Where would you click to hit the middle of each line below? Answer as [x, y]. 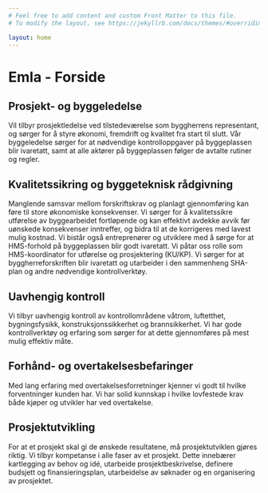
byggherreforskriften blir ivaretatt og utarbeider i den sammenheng [118, 263]
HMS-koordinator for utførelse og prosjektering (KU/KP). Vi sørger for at [126, 254]
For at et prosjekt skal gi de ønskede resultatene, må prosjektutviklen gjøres [133, 447]
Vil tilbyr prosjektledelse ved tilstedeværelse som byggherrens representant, [134, 125]
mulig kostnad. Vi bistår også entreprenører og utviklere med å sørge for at [131, 238]
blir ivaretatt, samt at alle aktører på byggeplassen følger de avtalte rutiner [130, 151]
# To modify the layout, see [57, 23]
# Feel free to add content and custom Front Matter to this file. [123, 16]
